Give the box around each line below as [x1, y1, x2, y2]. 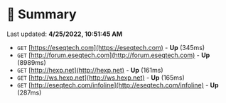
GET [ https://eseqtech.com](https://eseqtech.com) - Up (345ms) [16, 43, 205, 51]
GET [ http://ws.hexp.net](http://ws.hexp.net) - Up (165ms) [16, 73, 185, 82]
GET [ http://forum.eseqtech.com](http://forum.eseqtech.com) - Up [16, 51, 210, 59]
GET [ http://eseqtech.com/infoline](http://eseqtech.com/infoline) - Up [16, 80, 219, 89]
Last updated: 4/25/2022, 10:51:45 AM [6, 30, 123, 38]
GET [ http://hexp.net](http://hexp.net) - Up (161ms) [16, 66, 163, 74]
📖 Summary [6, 6, 77, 23]
